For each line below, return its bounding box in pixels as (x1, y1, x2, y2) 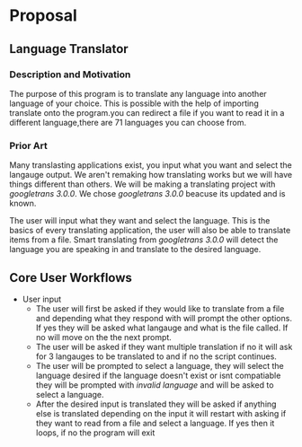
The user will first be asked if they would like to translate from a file (35, 302, 285, 314)
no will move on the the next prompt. (35, 331, 173, 342)
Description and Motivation (9, 68, 131, 81)
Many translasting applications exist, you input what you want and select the (9, 160, 292, 171)
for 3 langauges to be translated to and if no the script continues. (35, 351, 277, 362)
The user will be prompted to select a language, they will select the (35, 360, 285, 371)
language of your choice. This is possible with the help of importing (9, 98, 259, 109)
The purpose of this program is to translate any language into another (9, 88, 267, 99)
